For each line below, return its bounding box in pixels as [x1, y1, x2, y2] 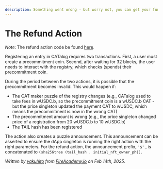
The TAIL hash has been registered [12, 124, 82, 130]
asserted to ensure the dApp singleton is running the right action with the [5, 138, 151, 144]
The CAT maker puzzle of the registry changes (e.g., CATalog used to [12, 93, 151, 99]
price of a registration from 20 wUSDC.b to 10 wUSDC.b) [12, 118, 126, 124]
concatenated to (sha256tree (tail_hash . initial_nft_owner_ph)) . [5, 149, 142, 154]
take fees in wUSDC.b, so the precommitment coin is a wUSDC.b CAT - [12, 98, 155, 104]
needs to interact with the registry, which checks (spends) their [5, 64, 132, 69]
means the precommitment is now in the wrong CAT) [12, 108, 117, 114]
